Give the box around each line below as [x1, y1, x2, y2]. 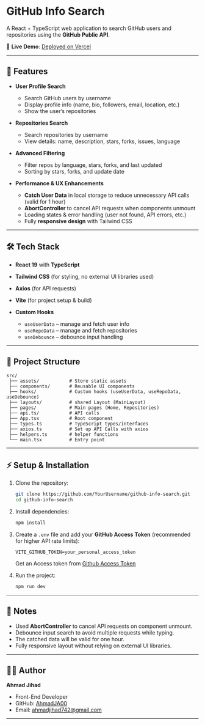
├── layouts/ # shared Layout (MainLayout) [9, 399, 146, 406]
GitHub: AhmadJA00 [15, 700, 68, 707]
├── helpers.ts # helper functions [9, 432, 119, 438]
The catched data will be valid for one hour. [15, 635, 125, 642]
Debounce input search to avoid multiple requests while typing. [15, 628, 174, 636]
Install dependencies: [15, 507, 70, 515]
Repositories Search [15, 119, 68, 127]
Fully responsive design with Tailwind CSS [24, 217, 132, 224]
